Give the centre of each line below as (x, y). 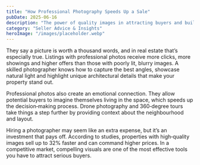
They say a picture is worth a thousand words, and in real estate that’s (92, 50)
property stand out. (30, 82)
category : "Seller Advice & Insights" (54, 28)
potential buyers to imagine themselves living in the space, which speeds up (100, 100)
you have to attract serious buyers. (49, 156)
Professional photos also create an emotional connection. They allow (91, 94)
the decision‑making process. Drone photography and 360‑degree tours (95, 106)
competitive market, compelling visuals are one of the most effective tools (97, 150)
